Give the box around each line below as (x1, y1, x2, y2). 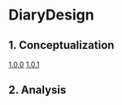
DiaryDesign (8, 6, 95, 24)
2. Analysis (8, 83, 67, 97)
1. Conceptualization (8, 38, 115, 52)
